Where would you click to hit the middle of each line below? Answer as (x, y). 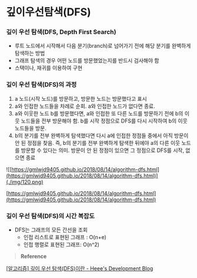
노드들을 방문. (31, 128)
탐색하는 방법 (30, 53)
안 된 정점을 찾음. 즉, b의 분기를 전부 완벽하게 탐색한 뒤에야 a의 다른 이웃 (97, 143)
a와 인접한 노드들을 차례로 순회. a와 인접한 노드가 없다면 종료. (85, 106)
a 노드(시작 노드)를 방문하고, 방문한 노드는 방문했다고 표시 (81, 98)
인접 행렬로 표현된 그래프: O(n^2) (61, 244)
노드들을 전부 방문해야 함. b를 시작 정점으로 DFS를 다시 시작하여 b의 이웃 (104, 121)
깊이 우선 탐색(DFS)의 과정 (41, 85)
